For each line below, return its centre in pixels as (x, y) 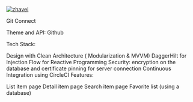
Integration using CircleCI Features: (50, 75)
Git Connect (21, 21)
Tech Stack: (21, 44)
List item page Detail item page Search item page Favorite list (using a (93, 86)
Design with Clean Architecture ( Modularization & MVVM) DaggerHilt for (96, 56)
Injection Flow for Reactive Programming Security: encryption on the (91, 62)
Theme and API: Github (35, 32)
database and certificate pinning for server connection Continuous (89, 68)
